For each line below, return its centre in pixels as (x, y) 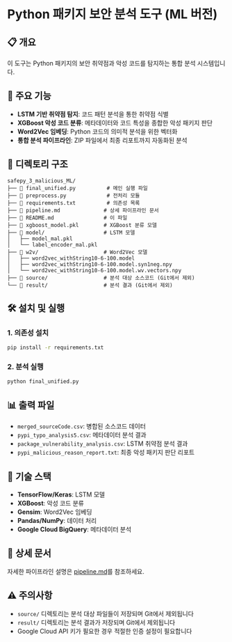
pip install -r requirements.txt (56, 348)
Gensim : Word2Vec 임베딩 (55, 512)
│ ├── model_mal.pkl (40, 238)
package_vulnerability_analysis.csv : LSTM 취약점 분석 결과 (102, 444)
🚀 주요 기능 (30, 96)
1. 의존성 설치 (28, 333)
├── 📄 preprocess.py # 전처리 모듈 (74, 196)
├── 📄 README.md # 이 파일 (67, 218)
